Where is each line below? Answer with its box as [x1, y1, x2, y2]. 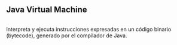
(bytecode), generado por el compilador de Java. [6, 32, 127, 39]
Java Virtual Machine [6, 5, 88, 15]
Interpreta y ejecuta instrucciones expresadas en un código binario [6, 25, 172, 33]
